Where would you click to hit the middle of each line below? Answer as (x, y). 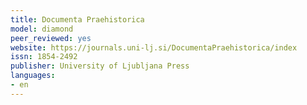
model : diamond (42, 29)
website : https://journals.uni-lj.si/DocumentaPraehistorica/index (154, 47)
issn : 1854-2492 (44, 57)
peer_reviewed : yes (51, 38)
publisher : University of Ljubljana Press (100, 66)
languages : (33, 76)
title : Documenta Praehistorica (77, 19)
